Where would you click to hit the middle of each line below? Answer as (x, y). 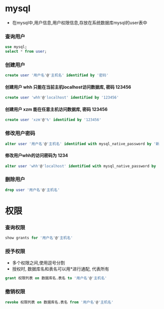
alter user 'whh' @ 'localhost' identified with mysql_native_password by (81, 166)
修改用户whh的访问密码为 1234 (37, 155)
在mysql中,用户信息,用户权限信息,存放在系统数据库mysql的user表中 (80, 22)
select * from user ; (26, 52)
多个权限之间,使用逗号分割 (38, 263)
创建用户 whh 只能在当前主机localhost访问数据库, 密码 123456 (68, 87)
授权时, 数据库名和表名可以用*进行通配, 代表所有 (61, 269)
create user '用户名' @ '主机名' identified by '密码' (57, 75)
